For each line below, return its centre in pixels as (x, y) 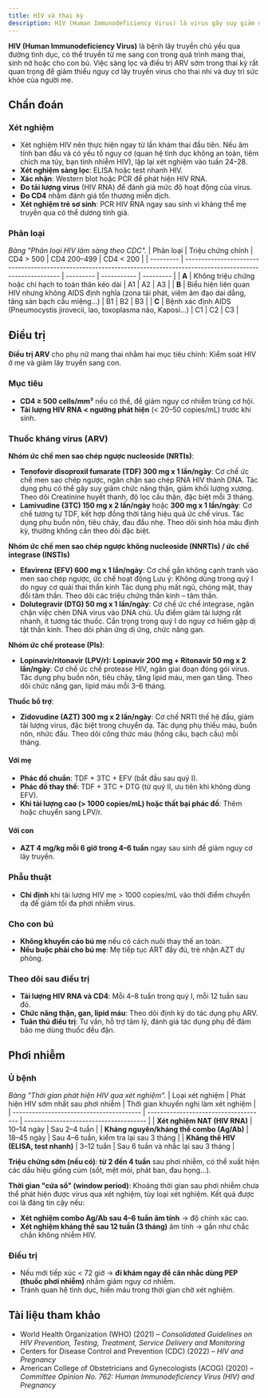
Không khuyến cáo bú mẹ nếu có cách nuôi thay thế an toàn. (121, 941)
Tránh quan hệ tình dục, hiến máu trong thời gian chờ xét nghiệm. (127, 1290)
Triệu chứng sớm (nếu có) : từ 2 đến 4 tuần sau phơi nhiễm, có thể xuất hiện (134, 1161)
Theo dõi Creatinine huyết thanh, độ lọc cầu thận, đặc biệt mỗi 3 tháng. (137, 496)
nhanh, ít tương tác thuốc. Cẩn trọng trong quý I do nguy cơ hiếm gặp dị (138, 621)
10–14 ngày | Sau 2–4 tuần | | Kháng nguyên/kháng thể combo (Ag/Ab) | (128, 1129)
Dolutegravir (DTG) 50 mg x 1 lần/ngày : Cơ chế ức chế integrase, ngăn (137, 604)
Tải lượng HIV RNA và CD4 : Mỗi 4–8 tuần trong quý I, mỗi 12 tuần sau (134, 996)
